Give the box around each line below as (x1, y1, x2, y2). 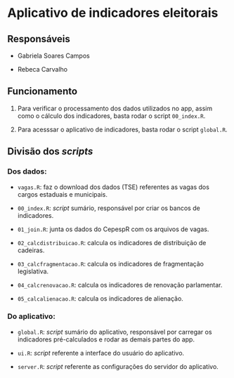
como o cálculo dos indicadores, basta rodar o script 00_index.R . (17, 111, 206, 120)
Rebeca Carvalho (17, 65, 68, 73)
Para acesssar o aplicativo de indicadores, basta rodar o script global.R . (17, 125, 228, 133)
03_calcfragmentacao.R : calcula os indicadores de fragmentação (17, 259, 204, 268)
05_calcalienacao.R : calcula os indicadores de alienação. (17, 294, 184, 303)
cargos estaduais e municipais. (17, 190, 108, 198)
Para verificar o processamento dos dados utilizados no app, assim (17, 104, 213, 112)
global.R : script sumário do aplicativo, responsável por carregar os (17, 327, 212, 336)
